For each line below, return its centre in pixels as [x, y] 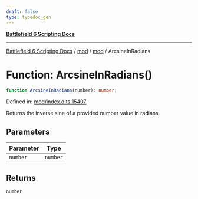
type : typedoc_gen [29, 17]
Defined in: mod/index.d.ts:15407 [46, 102]
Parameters [28, 131]
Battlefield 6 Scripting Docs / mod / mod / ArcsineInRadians [78, 51]
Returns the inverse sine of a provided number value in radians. [83, 113]
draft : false [22, 12]
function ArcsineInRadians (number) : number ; [62, 90]
